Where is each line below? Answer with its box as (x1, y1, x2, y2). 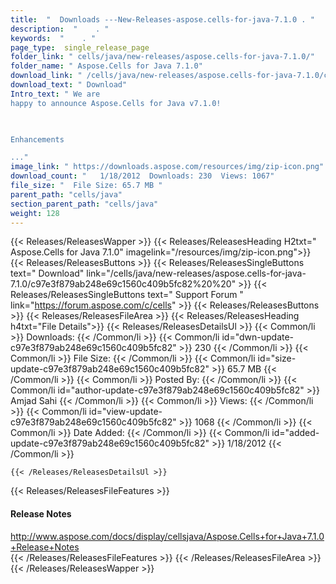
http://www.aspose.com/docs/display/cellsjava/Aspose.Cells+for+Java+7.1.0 (10, 530, 325, 542)
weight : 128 (10, 208, 60, 218)
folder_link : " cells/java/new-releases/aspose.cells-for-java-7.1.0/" (10, 52, 315, 62)
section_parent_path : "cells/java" (10, 199, 159, 209)
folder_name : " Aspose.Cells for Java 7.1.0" (10, 61, 203, 71)
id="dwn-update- (221, 331, 295, 343)
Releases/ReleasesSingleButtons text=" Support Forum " (10, 289, 244, 301)
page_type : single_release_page (10, 42, 150, 53)
